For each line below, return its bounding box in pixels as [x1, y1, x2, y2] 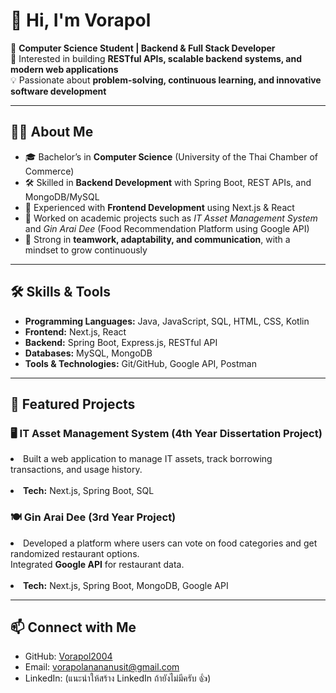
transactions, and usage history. [10, 464, 143, 476]
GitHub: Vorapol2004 [24, 650, 113, 663]
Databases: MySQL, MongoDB [24, 347, 153, 359]
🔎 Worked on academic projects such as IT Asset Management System [24, 212, 318, 224]
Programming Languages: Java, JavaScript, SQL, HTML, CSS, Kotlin [24, 315, 310, 327]
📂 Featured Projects [10, 395, 136, 413]
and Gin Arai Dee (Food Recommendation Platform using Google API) [24, 222, 310, 234]
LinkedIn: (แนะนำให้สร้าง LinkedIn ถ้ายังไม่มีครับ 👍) [24, 672, 212, 684]
